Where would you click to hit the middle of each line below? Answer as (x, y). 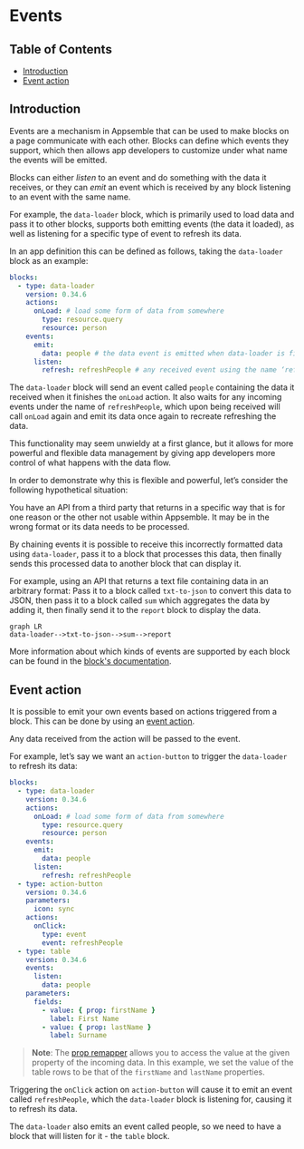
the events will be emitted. (58, 160)
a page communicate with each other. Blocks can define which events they (149, 141)
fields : (48, 1002)
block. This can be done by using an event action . (102, 721)
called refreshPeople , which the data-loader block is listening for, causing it (151, 1099)
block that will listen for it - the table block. (90, 1136)
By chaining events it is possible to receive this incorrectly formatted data (146, 544)
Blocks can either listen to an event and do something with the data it (138, 177)
